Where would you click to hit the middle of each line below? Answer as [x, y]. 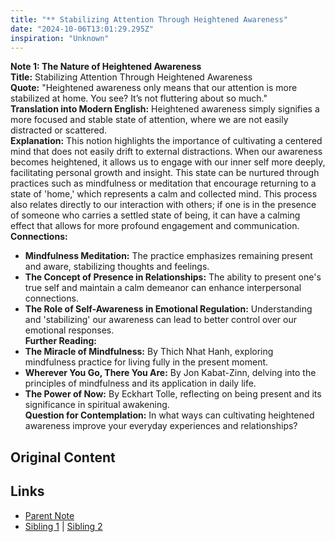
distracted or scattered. [59, 130]
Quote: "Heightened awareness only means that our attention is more [154, 88]
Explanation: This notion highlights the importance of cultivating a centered [166, 141]
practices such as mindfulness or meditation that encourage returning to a [163, 183]
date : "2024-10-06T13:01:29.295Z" [82, 29]
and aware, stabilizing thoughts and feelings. [117, 267]
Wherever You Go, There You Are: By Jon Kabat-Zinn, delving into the [170, 373]
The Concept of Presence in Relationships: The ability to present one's [173, 277]
